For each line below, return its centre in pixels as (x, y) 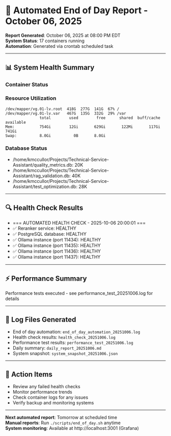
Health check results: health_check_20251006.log (64, 337)
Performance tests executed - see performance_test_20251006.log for (79, 293)
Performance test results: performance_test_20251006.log (73, 343)
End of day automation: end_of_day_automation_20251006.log (76, 332)
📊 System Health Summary (50, 67)
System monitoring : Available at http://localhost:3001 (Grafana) (72, 428)
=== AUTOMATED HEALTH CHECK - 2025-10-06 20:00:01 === (79, 223)
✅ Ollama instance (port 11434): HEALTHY (57, 239)
